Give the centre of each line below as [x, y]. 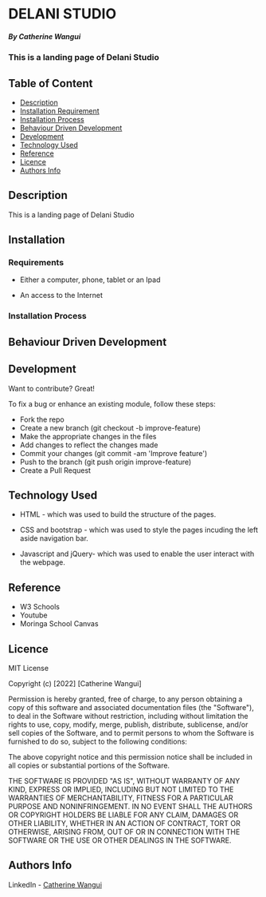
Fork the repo [42, 419]
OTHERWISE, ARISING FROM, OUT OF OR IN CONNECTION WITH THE [124, 832]
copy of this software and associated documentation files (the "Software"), [131, 708]
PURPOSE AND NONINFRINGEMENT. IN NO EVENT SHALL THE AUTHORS [131, 807]
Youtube [33, 615]
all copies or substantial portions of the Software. [89, 766]
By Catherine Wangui [45, 36]
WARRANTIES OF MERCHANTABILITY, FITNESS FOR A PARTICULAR [121, 798]
